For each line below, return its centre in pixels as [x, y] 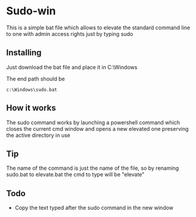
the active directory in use [38, 135]
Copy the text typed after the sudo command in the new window [94, 208]
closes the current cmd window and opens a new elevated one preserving [98, 129]
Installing [24, 53]
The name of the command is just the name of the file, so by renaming [93, 168]
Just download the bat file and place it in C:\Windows [72, 67]
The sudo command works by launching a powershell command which [93, 122]
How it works [31, 108]
